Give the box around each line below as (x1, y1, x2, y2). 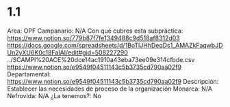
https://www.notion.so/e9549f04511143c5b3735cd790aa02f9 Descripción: (7, 77, 219, 85)
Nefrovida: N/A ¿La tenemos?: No (7, 91, 101, 100)
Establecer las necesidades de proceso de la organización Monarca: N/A (7, 85, 212, 93)
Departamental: (7, 70, 51, 78)
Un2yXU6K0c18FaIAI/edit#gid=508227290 (7, 48, 129, 57)
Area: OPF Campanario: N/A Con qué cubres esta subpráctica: (7, 27, 183, 35)
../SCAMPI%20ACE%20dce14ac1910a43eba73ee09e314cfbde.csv (7, 55, 195, 63)
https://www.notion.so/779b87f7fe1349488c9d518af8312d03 (7, 33, 180, 42)
